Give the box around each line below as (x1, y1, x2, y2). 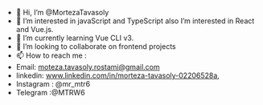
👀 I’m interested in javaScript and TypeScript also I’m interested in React (15, 16, 255, 26)
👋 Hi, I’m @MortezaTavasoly (15, 8, 109, 17)
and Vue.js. (15, 25, 54, 34)
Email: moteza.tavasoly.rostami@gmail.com (15, 63, 160, 71)
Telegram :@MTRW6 (15, 88, 86, 97)
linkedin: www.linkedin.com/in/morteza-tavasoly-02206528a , (15, 71, 220, 80)
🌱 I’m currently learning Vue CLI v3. (15, 33, 134, 42)
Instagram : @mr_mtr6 (15, 79, 91, 88)
